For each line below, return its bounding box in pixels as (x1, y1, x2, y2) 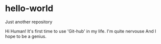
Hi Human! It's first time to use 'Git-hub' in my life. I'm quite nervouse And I (5, 28, 157, 34)
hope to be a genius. (5, 33, 46, 39)
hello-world (5, 3, 54, 14)
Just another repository (5, 19, 53, 25)
